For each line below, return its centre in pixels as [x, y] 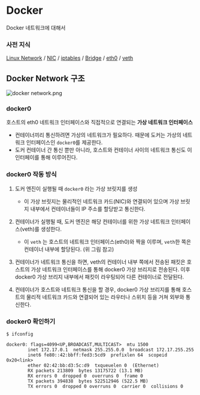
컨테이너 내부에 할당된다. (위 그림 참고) [69, 249]
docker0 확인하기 [31, 321]
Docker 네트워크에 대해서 [36, 27]
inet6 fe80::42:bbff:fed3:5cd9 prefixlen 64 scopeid [98, 355]
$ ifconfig [20, 334]
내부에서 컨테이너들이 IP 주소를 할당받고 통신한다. [88, 209]
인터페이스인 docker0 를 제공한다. [64, 143]
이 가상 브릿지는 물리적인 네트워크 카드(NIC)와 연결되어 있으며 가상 [101, 201]
